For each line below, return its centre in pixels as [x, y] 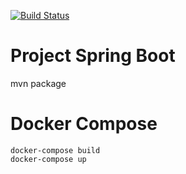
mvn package [38, 83]
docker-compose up [48, 159]
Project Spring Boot [93, 56]
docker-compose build [55, 150]
